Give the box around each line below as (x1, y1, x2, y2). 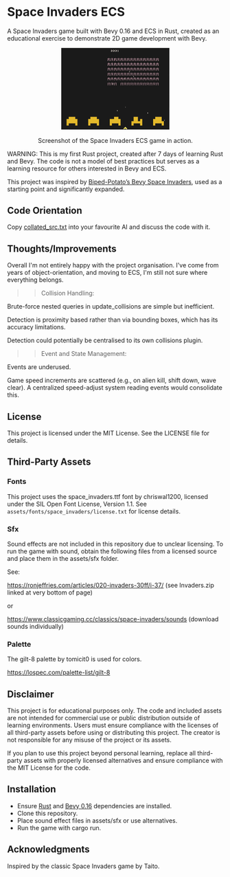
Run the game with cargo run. (16, 823, 102, 832)
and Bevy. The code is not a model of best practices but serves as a (7, 157, 200, 165)
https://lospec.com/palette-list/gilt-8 (7, 668, 111, 677)
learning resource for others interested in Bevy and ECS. (7, 164, 167, 173)
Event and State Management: (41, 350, 127, 358)
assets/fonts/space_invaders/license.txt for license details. (7, 507, 181, 515)
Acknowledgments (7, 843, 91, 856)
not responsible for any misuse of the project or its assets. (7, 736, 172, 744)
